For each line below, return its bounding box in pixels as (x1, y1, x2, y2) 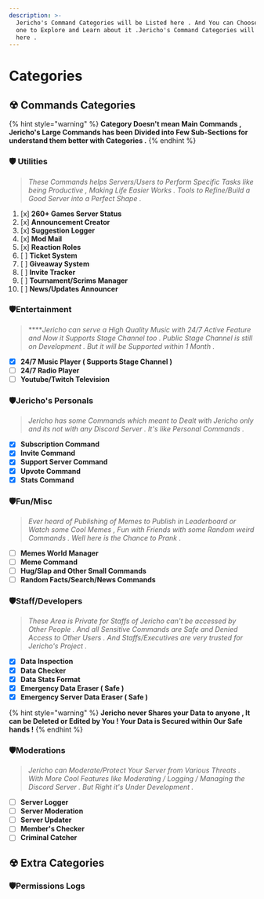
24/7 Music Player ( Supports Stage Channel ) (20, 357, 173, 366)
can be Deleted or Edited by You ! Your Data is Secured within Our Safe (9, 716, 243, 725)
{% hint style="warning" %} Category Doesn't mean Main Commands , (9, 119, 242, 129)
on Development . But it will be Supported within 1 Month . (27, 341, 215, 350)
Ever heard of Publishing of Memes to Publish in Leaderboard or (27, 516, 237, 526)
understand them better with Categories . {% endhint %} (9, 136, 197, 145)
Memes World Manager (20, 548, 99, 558)
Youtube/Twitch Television (20, 374, 110, 383)
